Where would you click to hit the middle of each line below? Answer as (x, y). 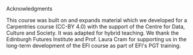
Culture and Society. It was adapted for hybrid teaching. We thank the (93, 33)
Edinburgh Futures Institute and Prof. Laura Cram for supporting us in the (96, 39)
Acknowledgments (29, 9)
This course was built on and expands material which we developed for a (97, 20)
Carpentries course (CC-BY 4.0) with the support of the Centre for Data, (96, 27)
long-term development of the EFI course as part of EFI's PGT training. (94, 45)
